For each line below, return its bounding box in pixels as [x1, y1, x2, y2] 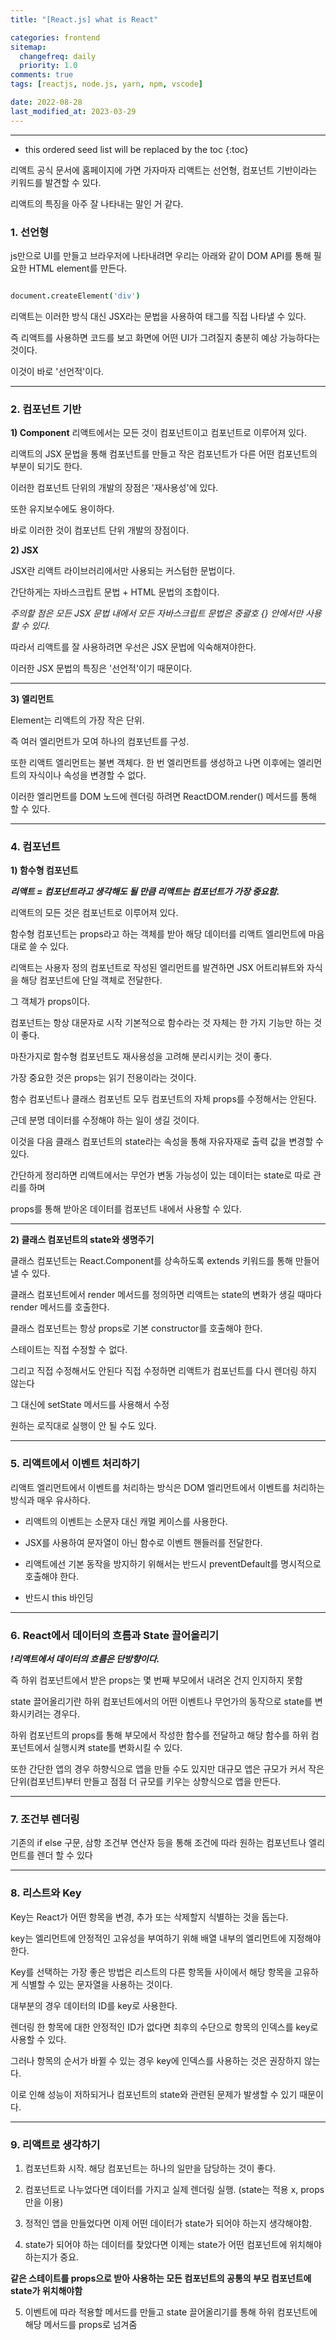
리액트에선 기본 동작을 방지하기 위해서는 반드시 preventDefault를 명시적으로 [24, 1557, 322, 1570]
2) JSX [10, 544, 39, 556]
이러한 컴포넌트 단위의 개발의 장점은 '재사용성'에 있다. [10, 482, 219, 494]
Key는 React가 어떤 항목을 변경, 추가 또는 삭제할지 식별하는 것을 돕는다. [10, 1911, 289, 1923]
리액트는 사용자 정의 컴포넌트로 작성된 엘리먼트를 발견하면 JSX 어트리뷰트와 [10, 962, 305, 974]
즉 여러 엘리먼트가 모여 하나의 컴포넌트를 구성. [10, 736, 190, 748]
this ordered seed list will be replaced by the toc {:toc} [24, 143, 249, 155]
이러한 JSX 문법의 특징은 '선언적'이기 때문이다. [10, 662, 193, 675]
